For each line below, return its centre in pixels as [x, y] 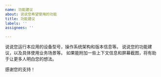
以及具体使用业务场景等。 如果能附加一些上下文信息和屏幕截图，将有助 [85, 53]
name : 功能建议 [19, 10]
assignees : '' [20, 28]
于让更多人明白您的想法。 [31, 59]
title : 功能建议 [20, 19]
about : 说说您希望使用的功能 [31, 14]
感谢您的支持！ [20, 70]
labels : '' [16, 23]
